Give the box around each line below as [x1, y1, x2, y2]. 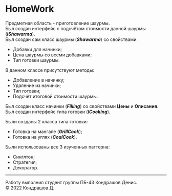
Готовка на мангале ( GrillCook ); [12, 128, 82, 135]
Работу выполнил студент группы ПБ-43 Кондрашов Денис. [5, 179, 137, 185]
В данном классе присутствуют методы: [5, 67, 95, 73]
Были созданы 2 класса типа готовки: [5, 118, 88, 124]
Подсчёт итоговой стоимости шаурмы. [12, 93, 98, 99]
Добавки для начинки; [12, 46, 62, 52]
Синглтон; [12, 154, 35, 160]
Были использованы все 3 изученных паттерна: [5, 144, 110, 150]
